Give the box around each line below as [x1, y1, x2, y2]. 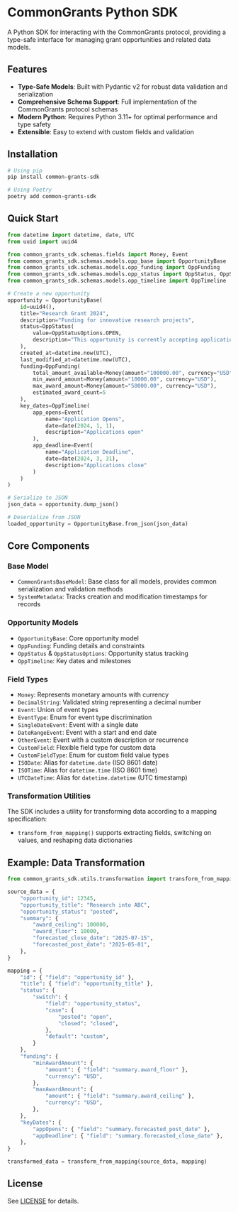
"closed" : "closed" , [57, 1020, 119, 1027]
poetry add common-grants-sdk [7, 193, 97, 200]
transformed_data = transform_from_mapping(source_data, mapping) [7, 1158, 208, 1165]
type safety [17, 120, 52, 129]
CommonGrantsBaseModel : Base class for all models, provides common [17, 577, 217, 586]
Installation [7, 148, 58, 160]
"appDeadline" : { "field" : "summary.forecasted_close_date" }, [33, 1132, 223, 1140]
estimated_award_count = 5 [33, 389, 106, 396]
